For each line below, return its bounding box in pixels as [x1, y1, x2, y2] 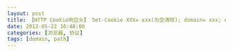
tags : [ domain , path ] [7, 36, 70, 43]
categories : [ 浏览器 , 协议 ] [7, 29, 83, 36]
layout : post [7, 10, 45, 17]
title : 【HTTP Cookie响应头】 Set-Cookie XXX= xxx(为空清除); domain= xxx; [7, 17, 222, 23]
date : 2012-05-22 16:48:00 [7, 23, 85, 30]
